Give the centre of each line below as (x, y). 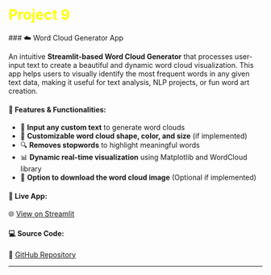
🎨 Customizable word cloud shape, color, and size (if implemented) (133, 136)
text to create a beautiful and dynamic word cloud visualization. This (140, 65)
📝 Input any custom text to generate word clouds (102, 128)
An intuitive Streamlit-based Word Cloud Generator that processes (121, 56)
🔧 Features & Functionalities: (57, 109)
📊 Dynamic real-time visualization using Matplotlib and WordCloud (133, 157)
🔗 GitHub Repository (42, 254)
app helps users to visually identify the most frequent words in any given (129, 74)
